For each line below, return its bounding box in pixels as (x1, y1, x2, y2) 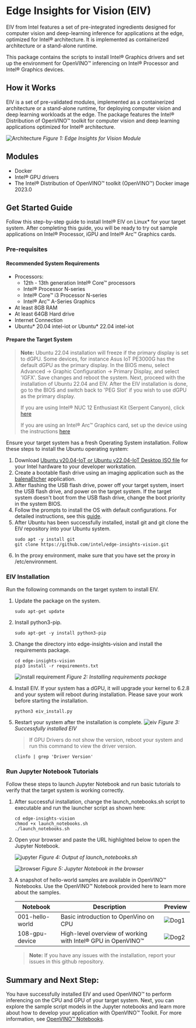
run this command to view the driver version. (29, 742, 137, 749)
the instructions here (20, 427, 71, 434)
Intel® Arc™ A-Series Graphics (23, 297, 95, 305)
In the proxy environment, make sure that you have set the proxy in (14, 551, 176, 558)
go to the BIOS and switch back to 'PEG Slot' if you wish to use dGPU (20, 386, 187, 393)
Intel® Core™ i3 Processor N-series (23, 292, 107, 299)
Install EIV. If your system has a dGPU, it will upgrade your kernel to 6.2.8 (14, 685, 190, 691)
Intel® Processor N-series (23, 285, 86, 292)
